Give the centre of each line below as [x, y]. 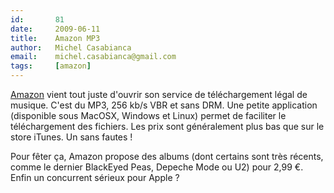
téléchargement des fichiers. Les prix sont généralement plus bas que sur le [167, 126]
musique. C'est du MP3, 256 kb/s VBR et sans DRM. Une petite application [164, 105]
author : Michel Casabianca [71, 47]
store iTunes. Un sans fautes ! [71, 137]
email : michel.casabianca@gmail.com [93, 57]
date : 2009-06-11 [55, 29]
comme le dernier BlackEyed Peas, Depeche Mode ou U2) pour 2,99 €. [157, 167]
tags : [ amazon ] [51, 66]
